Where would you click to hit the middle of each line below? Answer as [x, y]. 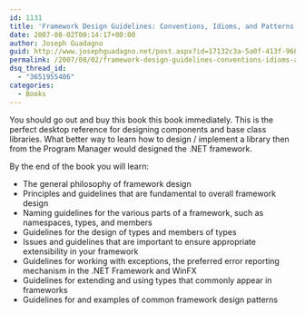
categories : [32, 85]
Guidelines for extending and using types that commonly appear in [147, 280]
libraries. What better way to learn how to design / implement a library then [150, 139]
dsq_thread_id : [38, 69]
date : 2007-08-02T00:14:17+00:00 [73, 34]
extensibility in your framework [80, 251]
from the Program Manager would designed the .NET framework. [131, 148]
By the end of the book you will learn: [79, 166]
